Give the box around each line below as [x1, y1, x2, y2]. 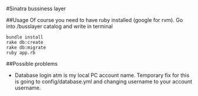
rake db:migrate [6, 44, 46, 50]
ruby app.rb [6, 50, 35, 56]
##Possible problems [6, 60, 58, 67]
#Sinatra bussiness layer [6, 5, 66, 12]
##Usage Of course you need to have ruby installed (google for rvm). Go [6, 17, 183, 23]
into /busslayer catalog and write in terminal [6, 23, 113, 30]
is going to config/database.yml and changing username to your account [14, 78, 193, 85]
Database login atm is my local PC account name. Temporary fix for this [14, 72, 190, 79]
